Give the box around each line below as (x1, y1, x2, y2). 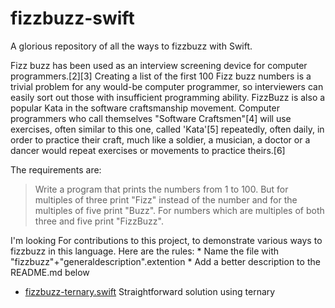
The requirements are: (10, 163, 102, 176)
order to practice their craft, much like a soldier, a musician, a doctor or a (10, 133, 311, 146)
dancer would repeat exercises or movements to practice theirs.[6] (10, 144, 286, 156)
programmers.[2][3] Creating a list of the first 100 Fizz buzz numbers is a (10, 70, 312, 82)
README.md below (10, 266, 90, 278)
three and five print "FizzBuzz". (34, 215, 164, 227)
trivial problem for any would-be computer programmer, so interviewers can (10, 80, 324, 92)
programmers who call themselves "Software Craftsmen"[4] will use (10, 112, 292, 124)
